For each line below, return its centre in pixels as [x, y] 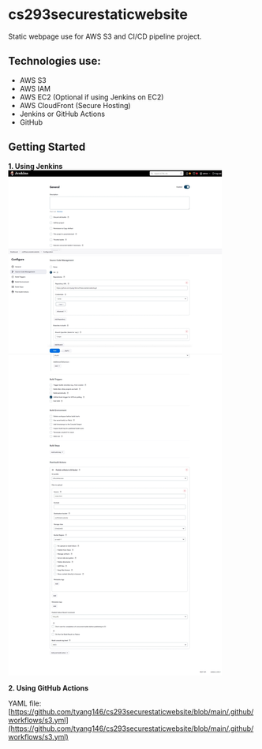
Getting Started [47, 147]
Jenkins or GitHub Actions [62, 114]
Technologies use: [54, 61]
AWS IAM [35, 88]
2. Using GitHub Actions [49, 687]
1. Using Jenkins [36, 166]
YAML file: [25, 703]
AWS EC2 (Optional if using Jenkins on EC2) [92, 97]
